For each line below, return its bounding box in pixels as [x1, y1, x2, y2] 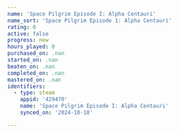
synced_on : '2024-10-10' [20, 109, 93, 116]
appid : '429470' [20, 96, 69, 103]
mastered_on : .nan [7, 76, 61, 83]
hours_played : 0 [7, 43, 55, 50]
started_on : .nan [7, 57, 59, 64]
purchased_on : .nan [7, 50, 65, 57]
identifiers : [7, 83, 46, 90]
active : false [7, 30, 49, 37]
